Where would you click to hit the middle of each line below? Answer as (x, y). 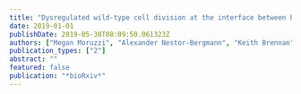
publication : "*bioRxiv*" (57, 76)
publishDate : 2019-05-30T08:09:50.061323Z (90, 34)
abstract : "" (34, 59)
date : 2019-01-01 (42, 26)
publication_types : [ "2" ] (57, 51)
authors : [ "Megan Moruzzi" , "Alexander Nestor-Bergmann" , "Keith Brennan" (152, 43)
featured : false (39, 68)
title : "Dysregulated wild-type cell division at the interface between (148, 17)
